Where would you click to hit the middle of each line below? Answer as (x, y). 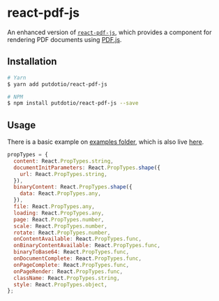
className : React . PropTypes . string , (67, 278)
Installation (32, 62)
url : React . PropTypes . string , (64, 174)
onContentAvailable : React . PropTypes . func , (77, 239)
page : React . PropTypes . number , (59, 219)
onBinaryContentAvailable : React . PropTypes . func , (87, 246)
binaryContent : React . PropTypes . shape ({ (73, 187)
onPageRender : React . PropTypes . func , (68, 271)
